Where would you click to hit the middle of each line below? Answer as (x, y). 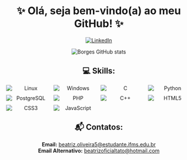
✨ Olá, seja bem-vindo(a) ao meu (99, 11)
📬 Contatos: (99, 127)
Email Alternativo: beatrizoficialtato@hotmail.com (99, 151)
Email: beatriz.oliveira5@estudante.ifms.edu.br (99, 144)
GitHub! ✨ (99, 24)
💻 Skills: (99, 71)
